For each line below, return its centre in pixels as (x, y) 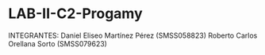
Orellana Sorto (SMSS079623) (58, 43)
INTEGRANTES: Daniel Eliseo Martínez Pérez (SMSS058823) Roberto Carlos (133, 35)
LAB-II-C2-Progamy (75, 14)
